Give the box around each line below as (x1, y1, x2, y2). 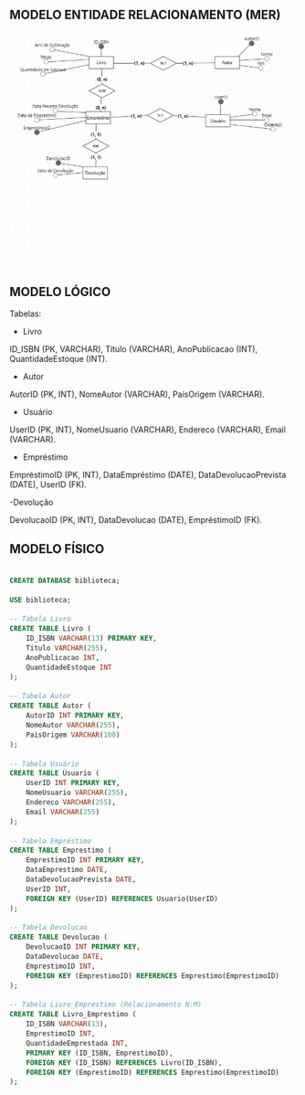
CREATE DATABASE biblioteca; (9, 576, 121, 585)
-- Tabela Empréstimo (9, 836, 92, 845)
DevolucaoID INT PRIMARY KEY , (26, 942, 142, 951)
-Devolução (9, 497, 54, 508)
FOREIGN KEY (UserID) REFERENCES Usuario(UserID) (26, 894, 219, 903)
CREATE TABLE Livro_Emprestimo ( (9, 1010, 137, 1019)
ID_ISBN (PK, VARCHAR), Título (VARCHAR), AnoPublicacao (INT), (9, 344, 258, 355)
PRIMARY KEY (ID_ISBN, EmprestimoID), (26, 1048, 174, 1058)
